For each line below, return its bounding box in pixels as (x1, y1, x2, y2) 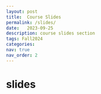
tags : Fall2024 (6, 36, 43, 42)
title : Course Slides (6, 14, 61, 20)
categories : (6, 42, 35, 48)
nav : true (6, 47, 30, 53)
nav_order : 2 (6, 52, 38, 58)
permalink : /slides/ (6, 19, 57, 25)
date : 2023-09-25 (6, 25, 54, 31)
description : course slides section (6, 31, 95, 36)
